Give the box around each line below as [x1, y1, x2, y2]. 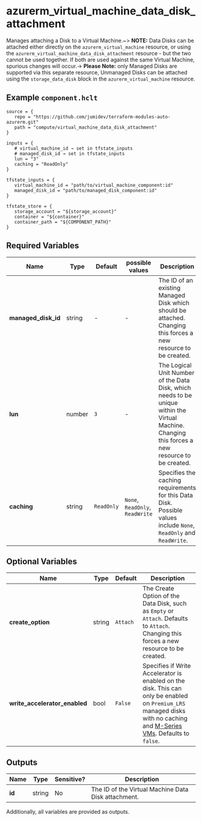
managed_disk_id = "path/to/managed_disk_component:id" [14, 188, 158, 194]
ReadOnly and [158, 528, 195, 537]
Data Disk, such [142, 599, 187, 608]
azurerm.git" [6, 119, 39, 125]
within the [158, 406, 186, 414]
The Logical [158, 361, 192, 369]
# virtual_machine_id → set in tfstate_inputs [14, 145, 133, 151]
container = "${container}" [14, 213, 85, 220]
